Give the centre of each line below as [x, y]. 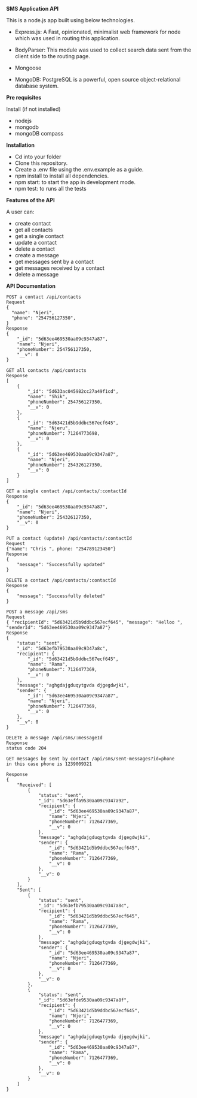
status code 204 [26, 748]
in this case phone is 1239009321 [49, 764]
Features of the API [30, 200]
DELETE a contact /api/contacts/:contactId [61, 580]
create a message [37, 255]
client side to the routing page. [53, 56]
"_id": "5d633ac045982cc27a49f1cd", [73, 392]
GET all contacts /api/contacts [46, 371]
